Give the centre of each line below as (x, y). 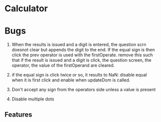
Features (18, 114)
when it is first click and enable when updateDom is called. (71, 80)
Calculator (26, 9)
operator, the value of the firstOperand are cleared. (63, 65)
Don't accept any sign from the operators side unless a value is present (84, 90)
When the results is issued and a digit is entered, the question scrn (79, 45)
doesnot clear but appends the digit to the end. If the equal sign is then (83, 50)
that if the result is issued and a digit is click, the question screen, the (81, 60)
